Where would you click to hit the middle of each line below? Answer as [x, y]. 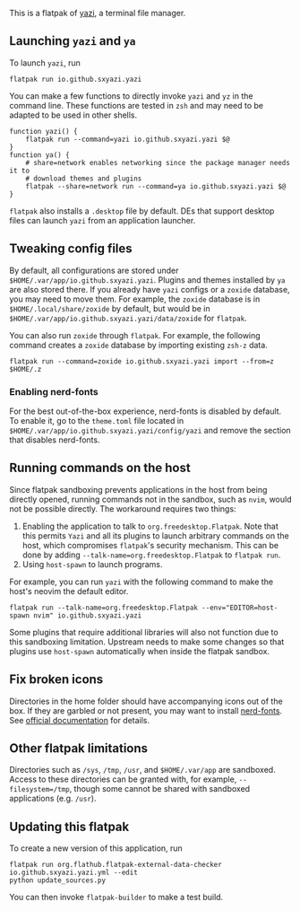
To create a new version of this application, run [96, 848]
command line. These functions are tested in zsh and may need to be [137, 105]
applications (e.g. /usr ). [53, 799]
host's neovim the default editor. [69, 591]
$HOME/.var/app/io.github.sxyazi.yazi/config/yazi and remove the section [150, 430]
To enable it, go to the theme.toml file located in [97, 420]
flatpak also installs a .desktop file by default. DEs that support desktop [142, 211]
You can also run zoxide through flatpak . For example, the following [135, 335]
